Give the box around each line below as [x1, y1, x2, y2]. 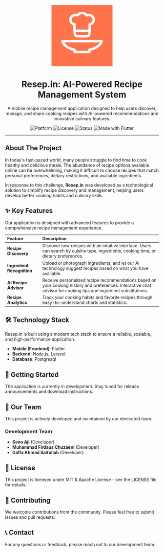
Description [42, 236, 67, 242]
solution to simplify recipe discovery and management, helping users [5, 187, 144, 193]
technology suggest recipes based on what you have [42, 265, 149, 271]
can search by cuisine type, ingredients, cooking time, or [42, 248, 156, 254]
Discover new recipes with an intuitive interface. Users [42, 243, 152, 249]
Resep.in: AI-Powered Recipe [21, 79, 143, 90]
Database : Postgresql [12, 356, 56, 362]
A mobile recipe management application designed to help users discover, [7, 105, 157, 111]
